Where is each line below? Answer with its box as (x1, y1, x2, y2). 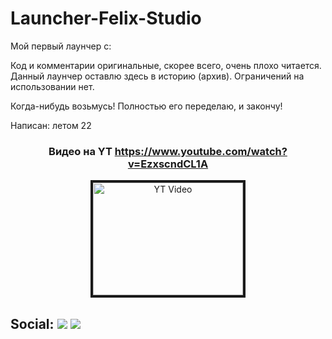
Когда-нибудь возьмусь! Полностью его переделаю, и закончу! (10, 100, 283, 112)
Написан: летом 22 (10, 119, 92, 131)
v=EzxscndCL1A (127, 157, 209, 171)
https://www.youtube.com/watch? (114, 144, 288, 158)
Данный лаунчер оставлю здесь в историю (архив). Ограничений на (10, 70, 305, 82)
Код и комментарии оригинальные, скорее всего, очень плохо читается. (10, 59, 322, 71)
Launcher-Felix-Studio (10, 7, 202, 30)
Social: (10, 315, 55, 332)
